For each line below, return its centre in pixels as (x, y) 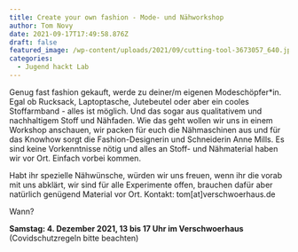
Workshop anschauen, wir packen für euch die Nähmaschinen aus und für (145, 130)
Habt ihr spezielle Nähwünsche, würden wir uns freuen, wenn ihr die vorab (146, 175)
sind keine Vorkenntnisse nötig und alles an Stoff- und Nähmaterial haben (144, 148)
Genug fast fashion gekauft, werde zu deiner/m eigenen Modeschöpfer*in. (145, 92)
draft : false (33, 42)
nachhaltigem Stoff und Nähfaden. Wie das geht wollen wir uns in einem (141, 120)
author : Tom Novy (41, 26)
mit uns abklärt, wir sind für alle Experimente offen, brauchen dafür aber (141, 185)
